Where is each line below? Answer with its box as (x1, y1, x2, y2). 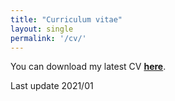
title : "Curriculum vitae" (10, 14, 123, 25)
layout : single (10, 24, 74, 34)
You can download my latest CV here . (10, 61, 167, 73)
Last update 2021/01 (10, 80, 94, 92)
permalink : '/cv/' (10, 33, 87, 43)
